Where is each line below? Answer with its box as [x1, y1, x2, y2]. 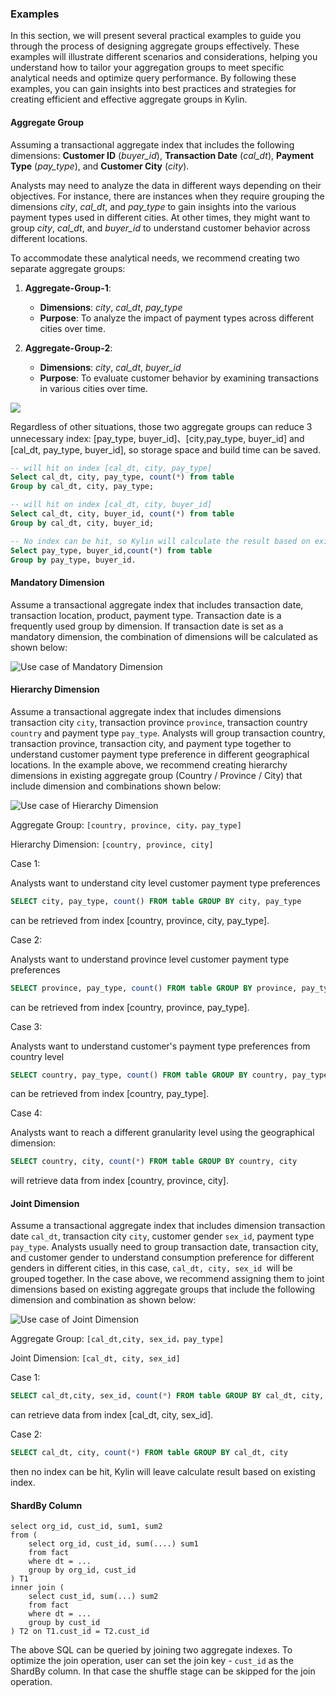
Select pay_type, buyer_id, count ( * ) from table [10, 545, 213, 556]
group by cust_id [28, 1618, 101, 1628]
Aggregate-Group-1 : [24, 282, 112, 294]
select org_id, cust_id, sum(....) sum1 [28, 1539, 199, 1549]
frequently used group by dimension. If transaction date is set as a [10, 620, 284, 632]
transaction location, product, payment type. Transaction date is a [10, 609, 282, 621]
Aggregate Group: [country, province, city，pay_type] [10, 818, 242, 831]
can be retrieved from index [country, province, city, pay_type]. [10, 914, 270, 926]
